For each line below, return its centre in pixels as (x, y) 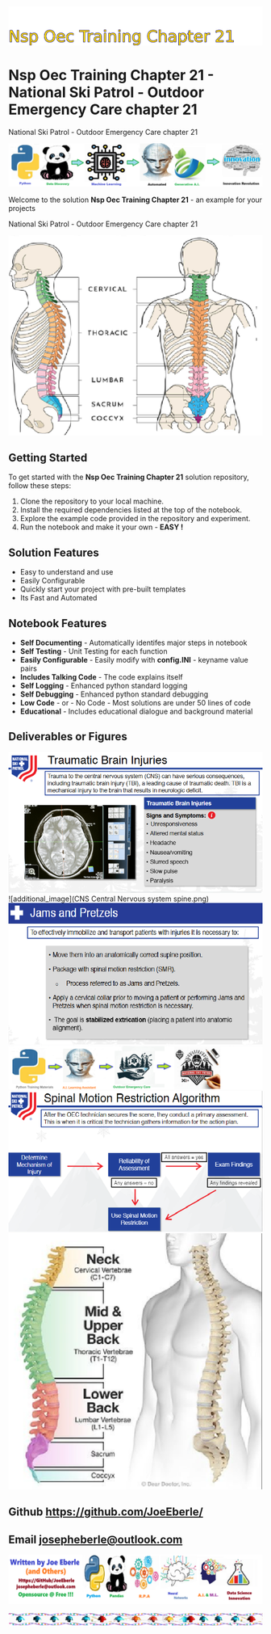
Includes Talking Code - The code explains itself (101, 676)
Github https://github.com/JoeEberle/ (106, 1512)
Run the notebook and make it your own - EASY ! (102, 527)
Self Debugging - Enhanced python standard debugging (114, 694)
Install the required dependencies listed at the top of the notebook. (131, 510)
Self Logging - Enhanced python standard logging (104, 685)
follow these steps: (40, 486)
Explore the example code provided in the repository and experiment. (135, 519)
